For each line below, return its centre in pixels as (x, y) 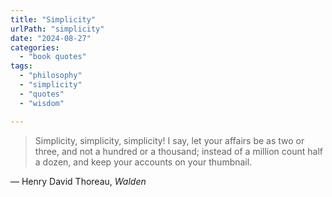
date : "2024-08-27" (51, 38)
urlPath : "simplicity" (57, 29)
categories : (35, 47)
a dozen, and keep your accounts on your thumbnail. (143, 162)
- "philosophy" (51, 76)
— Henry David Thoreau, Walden (78, 181)
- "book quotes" (53, 57)
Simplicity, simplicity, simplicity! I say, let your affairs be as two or (169, 140)
